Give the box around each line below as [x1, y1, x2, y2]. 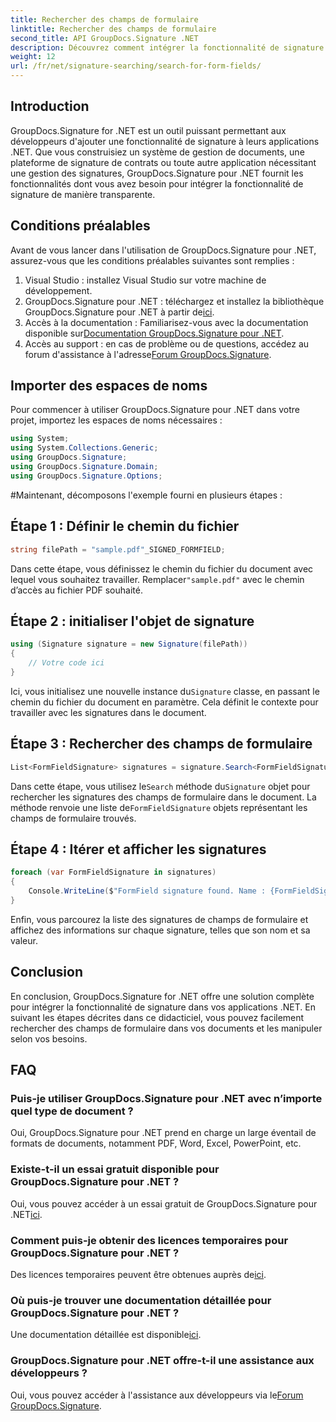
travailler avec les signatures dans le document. [10, 706, 207, 718]
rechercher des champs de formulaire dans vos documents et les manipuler [10, 1022, 323, 1034]
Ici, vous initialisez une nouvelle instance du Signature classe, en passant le [10, 685, 320, 697]
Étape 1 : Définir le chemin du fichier [10, 518, 240, 535]
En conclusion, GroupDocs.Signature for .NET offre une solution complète [10, 990, 315, 1002]
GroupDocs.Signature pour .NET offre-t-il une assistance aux [10, 1354, 315, 1368]
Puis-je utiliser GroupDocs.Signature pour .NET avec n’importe [10, 1091, 323, 1105]
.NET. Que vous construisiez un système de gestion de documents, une [10, 146, 305, 158]
